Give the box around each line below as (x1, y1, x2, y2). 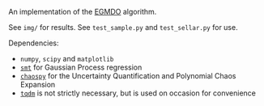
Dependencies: (8, 38, 59, 48)
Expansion (19, 80, 56, 89)
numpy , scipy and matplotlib (19, 54, 114, 63)
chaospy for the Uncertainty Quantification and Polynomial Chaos (19, 71, 236, 80)
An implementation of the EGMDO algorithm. (8, 7, 157, 16)
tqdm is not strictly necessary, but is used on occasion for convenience (19, 88, 257, 98)
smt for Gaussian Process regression (19, 62, 143, 72)
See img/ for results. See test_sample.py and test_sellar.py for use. (8, 23, 238, 32)
